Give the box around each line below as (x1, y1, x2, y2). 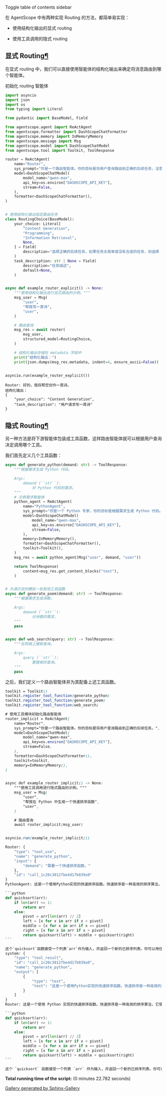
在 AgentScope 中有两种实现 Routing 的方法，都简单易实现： (5, 14, 130, 20)
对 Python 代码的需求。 (31, 485, 76, 490)
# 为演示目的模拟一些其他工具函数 (5, 587, 66, 592)
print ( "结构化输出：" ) (14, 355, 57, 360)
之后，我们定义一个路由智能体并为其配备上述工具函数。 (5, 679, 118, 685)
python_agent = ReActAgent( (14, 499, 72, 504)
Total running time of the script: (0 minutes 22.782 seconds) (5, 1076, 131, 1082)
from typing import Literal (5, 107, 64, 112)
